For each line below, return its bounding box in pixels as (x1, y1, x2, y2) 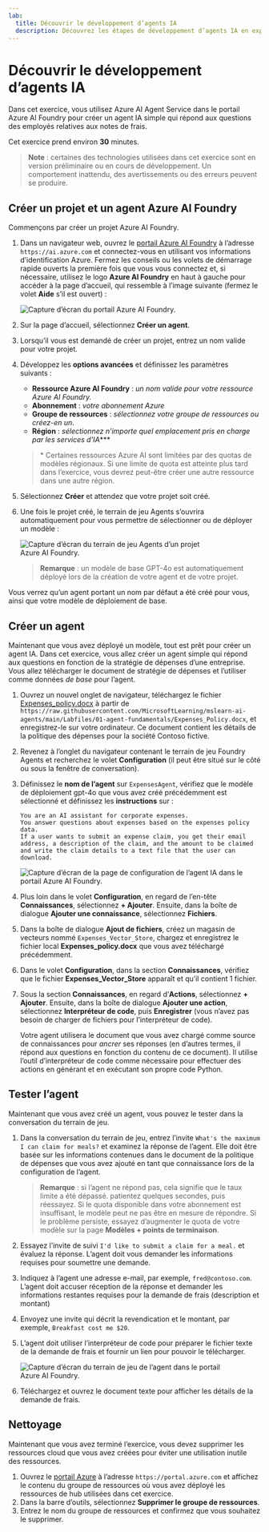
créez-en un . (31, 418, 74, 428)
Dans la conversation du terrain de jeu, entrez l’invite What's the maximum (19, 1132, 260, 1142)
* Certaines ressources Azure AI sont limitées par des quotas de (39, 450, 252, 460)
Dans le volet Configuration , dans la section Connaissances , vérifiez (19, 965, 250, 975)
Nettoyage (8, 1418, 62, 1432)
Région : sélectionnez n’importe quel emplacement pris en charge (31, 426, 251, 436)
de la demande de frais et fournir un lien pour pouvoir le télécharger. (19, 1346, 246, 1356)
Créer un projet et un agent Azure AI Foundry (8, 201, 238, 215)
